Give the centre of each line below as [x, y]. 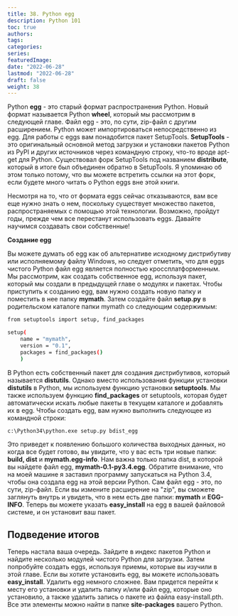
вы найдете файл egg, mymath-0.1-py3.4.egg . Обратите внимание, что [115, 467]
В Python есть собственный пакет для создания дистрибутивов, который [119, 372]
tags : [15, 40]
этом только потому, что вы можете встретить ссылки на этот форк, [112, 175]
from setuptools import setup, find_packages [76, 320]
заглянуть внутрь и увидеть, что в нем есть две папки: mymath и [107, 497]
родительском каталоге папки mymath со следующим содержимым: [112, 307]
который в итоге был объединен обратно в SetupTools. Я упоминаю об [115, 167]
